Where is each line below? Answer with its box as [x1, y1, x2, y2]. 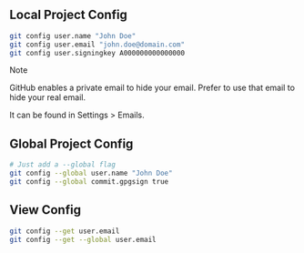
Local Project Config [9, 7, 127, 23]
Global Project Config [9, 136, 134, 151]
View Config [9, 202, 82, 218]
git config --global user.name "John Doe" [9, 168, 173, 178]
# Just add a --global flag [9, 160, 117, 169]
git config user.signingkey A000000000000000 [9, 48, 185, 57]
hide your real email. [9, 92, 86, 103]
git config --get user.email [9, 227, 120, 236]
